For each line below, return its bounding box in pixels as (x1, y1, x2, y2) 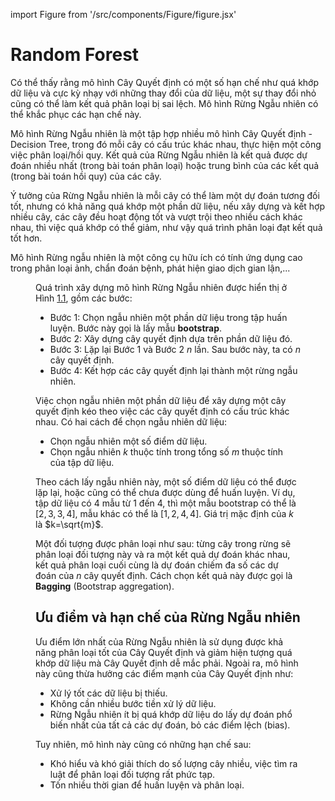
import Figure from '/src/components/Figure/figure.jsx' (10, 9, 237, 20)
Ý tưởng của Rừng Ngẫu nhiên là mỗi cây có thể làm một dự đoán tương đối (10, 189, 320, 201)
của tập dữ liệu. (49, 456, 115, 468)
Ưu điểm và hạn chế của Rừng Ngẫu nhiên (35, 609, 301, 626)
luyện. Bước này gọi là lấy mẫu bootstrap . (49, 322, 223, 334)
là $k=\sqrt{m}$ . (35, 518, 104, 530)
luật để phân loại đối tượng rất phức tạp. (49, 768, 215, 780)
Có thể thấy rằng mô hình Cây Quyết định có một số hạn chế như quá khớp (10, 76, 320, 88)
